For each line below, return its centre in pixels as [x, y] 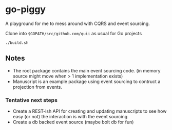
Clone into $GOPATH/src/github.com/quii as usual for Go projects [74, 33]
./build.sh [17, 43]
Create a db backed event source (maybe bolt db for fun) [73, 122]
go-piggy [26, 9]
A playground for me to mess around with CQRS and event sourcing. [78, 23]
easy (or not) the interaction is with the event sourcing [70, 117]
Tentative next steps [32, 100]
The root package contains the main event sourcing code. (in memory [87, 70]
